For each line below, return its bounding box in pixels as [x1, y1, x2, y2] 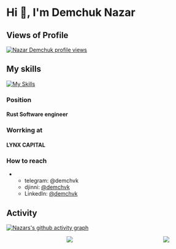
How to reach [6, 156, 47, 165]
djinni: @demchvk [24, 183, 71, 191]
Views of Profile [6, 30, 69, 40]
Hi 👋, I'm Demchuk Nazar [6, 6, 136, 20]
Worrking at [6, 126, 43, 134]
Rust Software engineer [6, 110, 69, 118]
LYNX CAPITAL [6, 141, 46, 148]
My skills [6, 64, 42, 74]
